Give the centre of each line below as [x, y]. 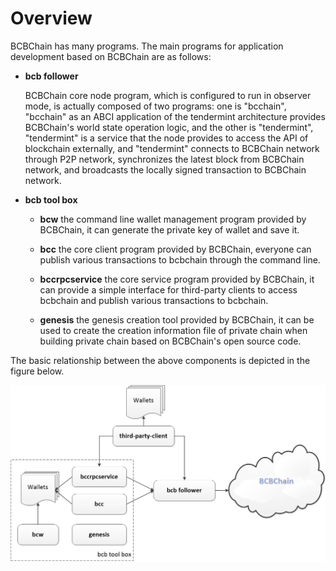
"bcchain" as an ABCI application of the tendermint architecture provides [175, 116]
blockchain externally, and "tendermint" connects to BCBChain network [172, 148]
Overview [51, 18]
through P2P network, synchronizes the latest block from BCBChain [164, 159]
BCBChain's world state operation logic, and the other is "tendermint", [169, 127]
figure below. [37, 371]
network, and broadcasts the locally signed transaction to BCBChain [165, 169]
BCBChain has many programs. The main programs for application [147, 46]
